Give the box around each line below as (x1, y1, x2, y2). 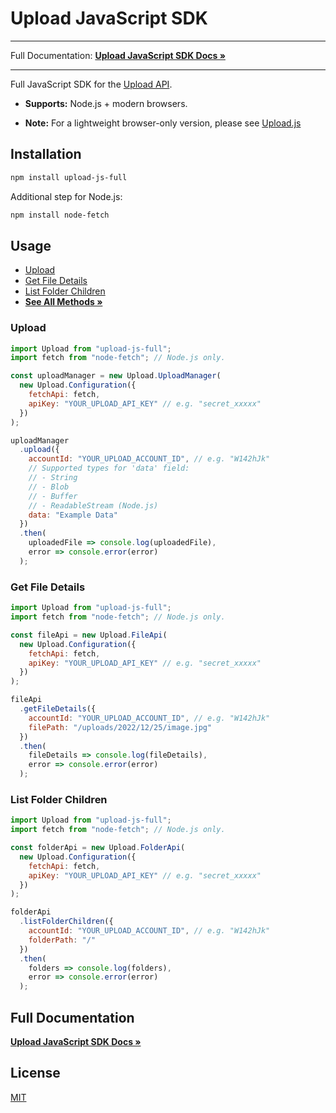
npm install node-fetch (10, 210, 110, 220)
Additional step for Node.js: (10, 190, 123, 202)
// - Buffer (28, 491, 78, 501)
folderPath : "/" (28, 935, 97, 945)
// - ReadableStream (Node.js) (28, 500, 159, 511)
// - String (28, 473, 78, 483)
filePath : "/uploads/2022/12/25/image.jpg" (28, 722, 213, 732)
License (10, 1065, 61, 1082)
